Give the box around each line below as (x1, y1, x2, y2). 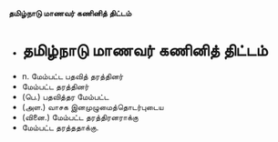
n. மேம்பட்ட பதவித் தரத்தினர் (21, 70, 124, 81)
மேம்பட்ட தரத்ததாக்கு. (21, 122, 99, 133)
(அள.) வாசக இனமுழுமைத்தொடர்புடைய (21, 101, 164, 112)
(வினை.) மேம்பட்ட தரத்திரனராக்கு (21, 111, 139, 122)
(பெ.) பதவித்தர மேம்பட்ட (21, 91, 109, 102)
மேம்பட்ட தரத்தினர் (21, 81, 89, 92)
